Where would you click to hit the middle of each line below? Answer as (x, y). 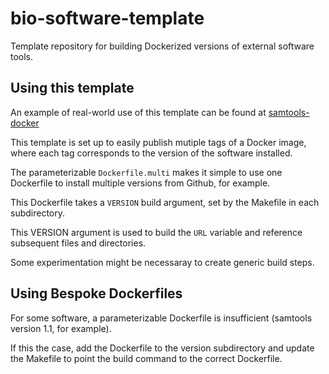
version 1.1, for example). (61, 328)
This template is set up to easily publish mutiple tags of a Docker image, (158, 142)
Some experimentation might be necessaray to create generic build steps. (162, 262)
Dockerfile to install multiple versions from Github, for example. (140, 183)
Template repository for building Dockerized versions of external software (162, 46)
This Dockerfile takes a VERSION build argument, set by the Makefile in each (165, 202)
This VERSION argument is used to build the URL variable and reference (156, 232)
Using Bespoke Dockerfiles (96, 293)
